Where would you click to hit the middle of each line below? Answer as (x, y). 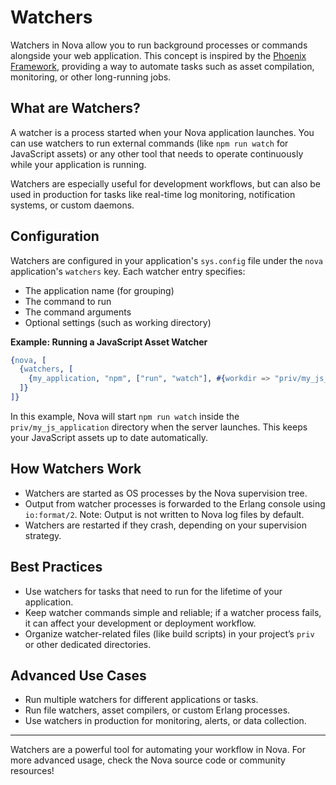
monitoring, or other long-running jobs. (91, 77)
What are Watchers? (75, 108)
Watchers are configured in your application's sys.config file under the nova (166, 260)
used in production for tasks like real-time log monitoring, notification (153, 194)
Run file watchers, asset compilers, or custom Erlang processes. (157, 710)
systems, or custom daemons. (72, 205)
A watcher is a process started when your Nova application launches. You (162, 132)
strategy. (43, 535)
